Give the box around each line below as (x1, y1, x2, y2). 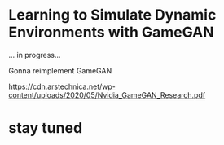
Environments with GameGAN (8, 23, 214, 42)
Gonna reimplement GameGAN (8, 65, 112, 75)
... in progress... (8, 50, 61, 59)
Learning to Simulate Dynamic (8, 6, 217, 24)
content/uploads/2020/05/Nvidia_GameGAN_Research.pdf (8, 90, 206, 99)
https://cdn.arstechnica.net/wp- (8, 81, 116, 91)
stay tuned (8, 119, 83, 138)
